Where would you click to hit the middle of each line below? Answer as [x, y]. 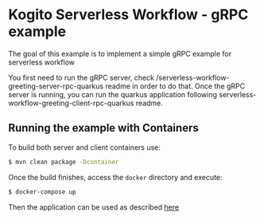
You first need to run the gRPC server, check [82, 77]
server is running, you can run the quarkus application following [113, 94]
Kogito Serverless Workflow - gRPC [128, 15]
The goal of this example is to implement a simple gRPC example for [120, 53]
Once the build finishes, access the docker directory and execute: [115, 177]
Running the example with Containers [103, 128]
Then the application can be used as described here [94, 207]
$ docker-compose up [43, 192]
